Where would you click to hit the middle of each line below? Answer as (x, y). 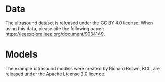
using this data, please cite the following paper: (55, 28)
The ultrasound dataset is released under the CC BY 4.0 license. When (79, 23)
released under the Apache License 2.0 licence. (55, 74)
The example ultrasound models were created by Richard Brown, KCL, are (82, 68)
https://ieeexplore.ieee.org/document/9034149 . (55, 34)
